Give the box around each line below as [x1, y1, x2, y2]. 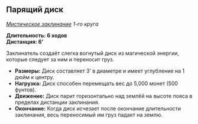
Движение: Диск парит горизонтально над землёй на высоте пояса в [14, 92, 193, 99]
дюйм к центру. [14, 73, 54, 80]
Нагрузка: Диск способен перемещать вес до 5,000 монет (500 [14, 80, 178, 87]
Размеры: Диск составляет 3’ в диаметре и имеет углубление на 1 [14, 67, 185, 74]
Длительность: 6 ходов [6, 32, 67, 39]
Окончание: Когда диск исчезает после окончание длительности [14, 105, 181, 112]
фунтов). [14, 86, 37, 93]
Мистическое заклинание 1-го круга [6, 20, 99, 27]
